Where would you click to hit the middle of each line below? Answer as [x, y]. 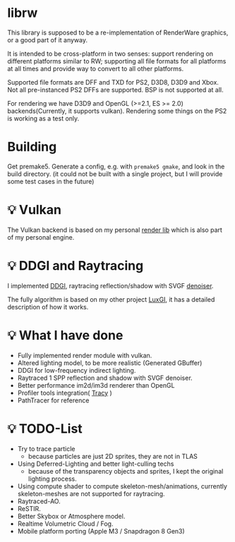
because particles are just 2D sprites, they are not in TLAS [113, 456]
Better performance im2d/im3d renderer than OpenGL [96, 385]
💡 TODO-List [45, 429]
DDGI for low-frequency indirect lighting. [77, 370]
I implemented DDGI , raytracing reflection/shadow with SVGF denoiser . [110, 285]
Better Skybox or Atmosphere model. [71, 516]
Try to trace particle [46, 448]
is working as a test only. [43, 118]
